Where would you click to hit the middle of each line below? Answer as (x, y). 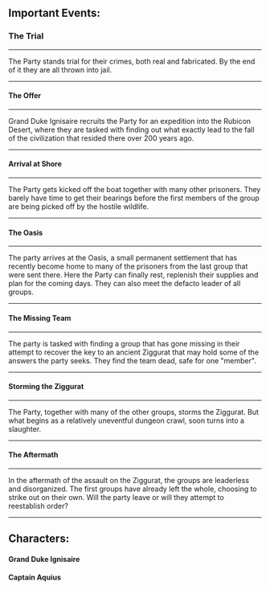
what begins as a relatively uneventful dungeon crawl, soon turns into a (127, 420)
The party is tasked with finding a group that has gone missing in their (124, 343)
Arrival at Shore (35, 164)
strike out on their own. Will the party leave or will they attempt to (117, 497)
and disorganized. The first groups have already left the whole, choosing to (133, 489)
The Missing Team (40, 318)
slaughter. (25, 428)
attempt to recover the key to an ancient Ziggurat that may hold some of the (134, 352)
